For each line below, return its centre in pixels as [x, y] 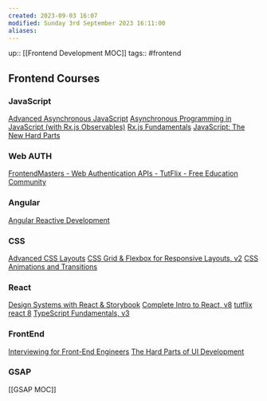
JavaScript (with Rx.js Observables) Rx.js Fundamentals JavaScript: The [127, 127]
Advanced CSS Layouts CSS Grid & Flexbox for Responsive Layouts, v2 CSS [133, 258]
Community [27, 182]
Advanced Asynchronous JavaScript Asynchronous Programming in [120, 119]
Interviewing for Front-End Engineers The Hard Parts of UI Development [126, 351]
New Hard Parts [34, 136]
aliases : [23, 30]
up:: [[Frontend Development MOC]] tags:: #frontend [95, 54]
